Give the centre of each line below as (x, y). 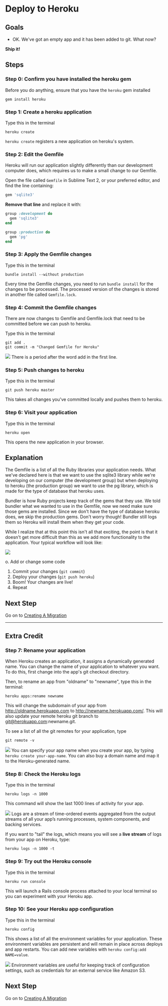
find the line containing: (29, 186)
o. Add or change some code (35, 562)
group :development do (29, 214)
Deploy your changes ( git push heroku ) (53, 577)
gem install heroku (25, 99)
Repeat (20, 588)
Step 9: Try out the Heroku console (48, 861)
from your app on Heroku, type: (38, 840)
